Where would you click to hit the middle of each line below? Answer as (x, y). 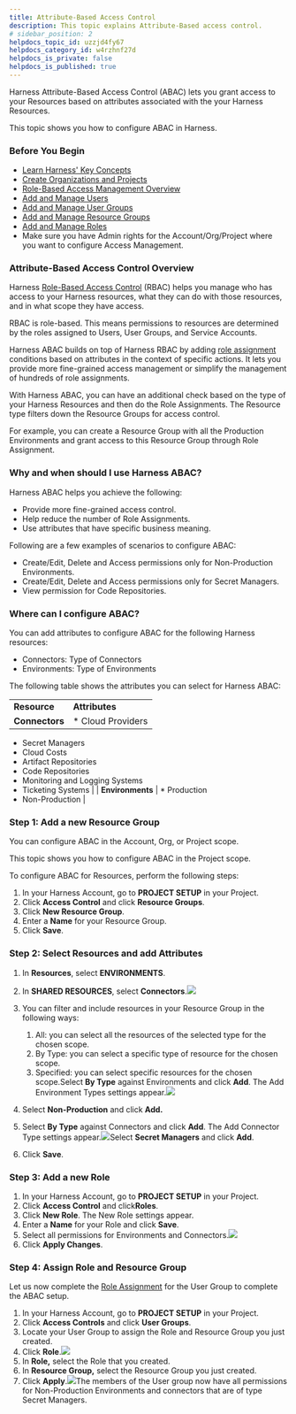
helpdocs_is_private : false (61, 58)
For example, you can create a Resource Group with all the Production (137, 431)
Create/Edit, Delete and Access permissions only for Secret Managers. (151, 581)
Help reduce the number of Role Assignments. (106, 519)
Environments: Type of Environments (89, 669)
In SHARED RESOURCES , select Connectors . (104, 991)
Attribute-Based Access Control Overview (102, 268)
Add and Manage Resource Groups (86, 217)
